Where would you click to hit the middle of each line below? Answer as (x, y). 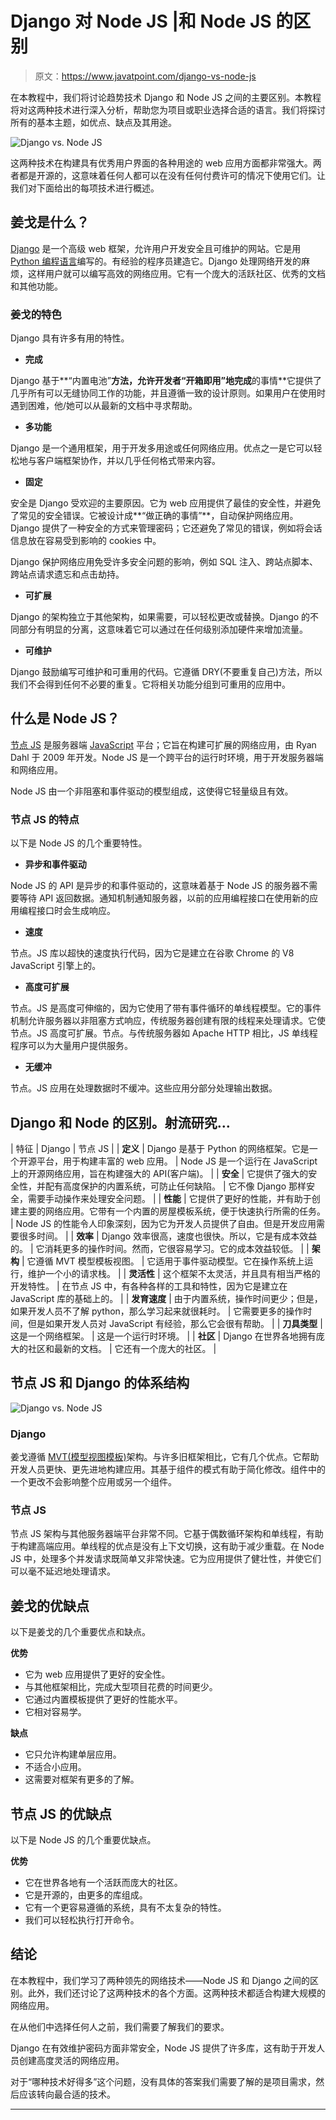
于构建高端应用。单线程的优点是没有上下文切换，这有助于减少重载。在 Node (167, 1546)
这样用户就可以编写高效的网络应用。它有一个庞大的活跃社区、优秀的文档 (176, 273)
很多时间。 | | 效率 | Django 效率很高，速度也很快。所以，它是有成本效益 (168, 1236)
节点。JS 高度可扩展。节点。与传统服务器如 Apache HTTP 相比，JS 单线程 (164, 1033)
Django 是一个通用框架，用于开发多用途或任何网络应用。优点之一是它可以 (162, 448)
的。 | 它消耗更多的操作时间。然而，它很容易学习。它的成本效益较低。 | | (160, 1248)
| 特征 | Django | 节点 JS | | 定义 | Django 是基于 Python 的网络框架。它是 (160, 1148)
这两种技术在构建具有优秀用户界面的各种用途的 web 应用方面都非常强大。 (161, 163)
